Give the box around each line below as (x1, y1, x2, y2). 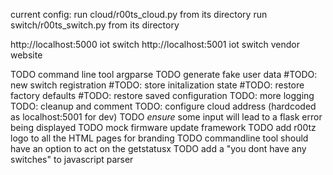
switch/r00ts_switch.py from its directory (10, 19, 180, 31)
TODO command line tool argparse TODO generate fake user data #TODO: (10, 69, 318, 80)
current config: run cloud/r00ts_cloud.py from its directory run (10, 9, 268, 20)
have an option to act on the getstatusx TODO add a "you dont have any (10, 143, 307, 154)
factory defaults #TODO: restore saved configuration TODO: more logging (10, 90, 315, 101)
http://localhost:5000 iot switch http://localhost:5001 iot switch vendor (10, 39, 300, 50)
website (10, 49, 43, 61)
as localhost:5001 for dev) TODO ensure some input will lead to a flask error (10, 111, 323, 123)
